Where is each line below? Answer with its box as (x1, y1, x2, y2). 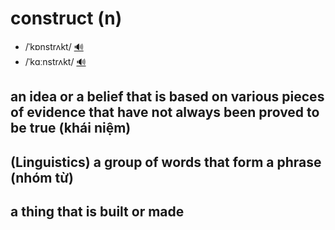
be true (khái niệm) (10, 120, 132, 137)
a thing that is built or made (10, 203, 185, 221)
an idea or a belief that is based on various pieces (10, 88, 325, 106)
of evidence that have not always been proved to (10, 104, 320, 121)
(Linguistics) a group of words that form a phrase (10, 153, 322, 171)
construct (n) (10, 7, 123, 30)
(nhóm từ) (10, 169, 74, 186)
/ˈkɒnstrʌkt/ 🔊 (24, 40, 84, 52)
